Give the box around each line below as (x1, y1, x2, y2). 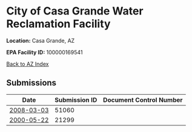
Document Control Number (102, 95, 183, 104)
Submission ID (54, 95, 98, 104)
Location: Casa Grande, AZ (6, 37, 75, 44)
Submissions (6, 78, 56, 88)
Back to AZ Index (6, 60, 49, 68)
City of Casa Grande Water (6, 4, 144, 18)
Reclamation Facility (6, 17, 111, 31)
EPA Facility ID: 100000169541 (6, 48, 83, 55)
